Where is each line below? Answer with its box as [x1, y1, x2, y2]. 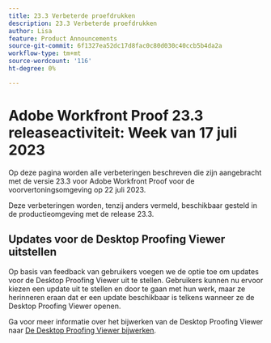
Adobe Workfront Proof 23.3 [8, 106, 204, 125]
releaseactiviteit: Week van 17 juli [8, 123, 238, 142]
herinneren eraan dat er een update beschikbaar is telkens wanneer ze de [8, 292, 255, 302]
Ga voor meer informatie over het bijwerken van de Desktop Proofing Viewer [8, 316, 264, 326]
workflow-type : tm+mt [8, 49, 82, 57]
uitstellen [8, 245, 57, 259]
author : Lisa [8, 27, 53, 35]
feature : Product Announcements [8, 34, 117, 43]
